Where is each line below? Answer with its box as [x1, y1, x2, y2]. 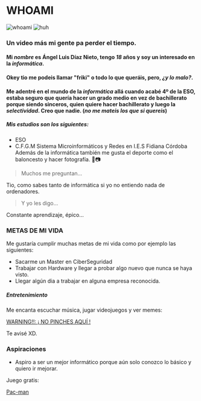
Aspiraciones [6, 345, 46, 353]
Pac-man [6, 388, 29, 396]
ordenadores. [6, 188, 40, 195]
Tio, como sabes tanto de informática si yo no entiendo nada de [6, 181, 165, 188]
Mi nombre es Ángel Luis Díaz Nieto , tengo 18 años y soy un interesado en [6, 54, 195, 61]
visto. [14, 271, 29, 278]
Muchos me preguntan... [21, 170, 83, 177]
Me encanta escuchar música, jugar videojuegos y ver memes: [6, 306, 163, 313]
